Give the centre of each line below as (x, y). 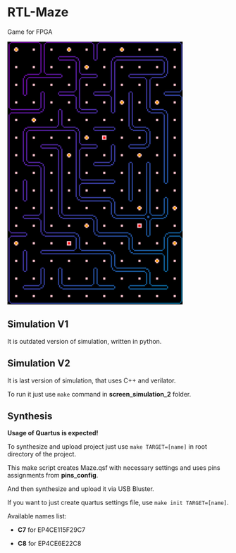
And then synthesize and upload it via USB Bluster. (81, 489)
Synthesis (30, 416)
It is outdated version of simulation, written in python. (85, 341)
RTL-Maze (38, 12)
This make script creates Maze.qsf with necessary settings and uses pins (114, 468)
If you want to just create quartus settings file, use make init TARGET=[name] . (118, 503)
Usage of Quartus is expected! (53, 433)
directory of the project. (42, 454)
